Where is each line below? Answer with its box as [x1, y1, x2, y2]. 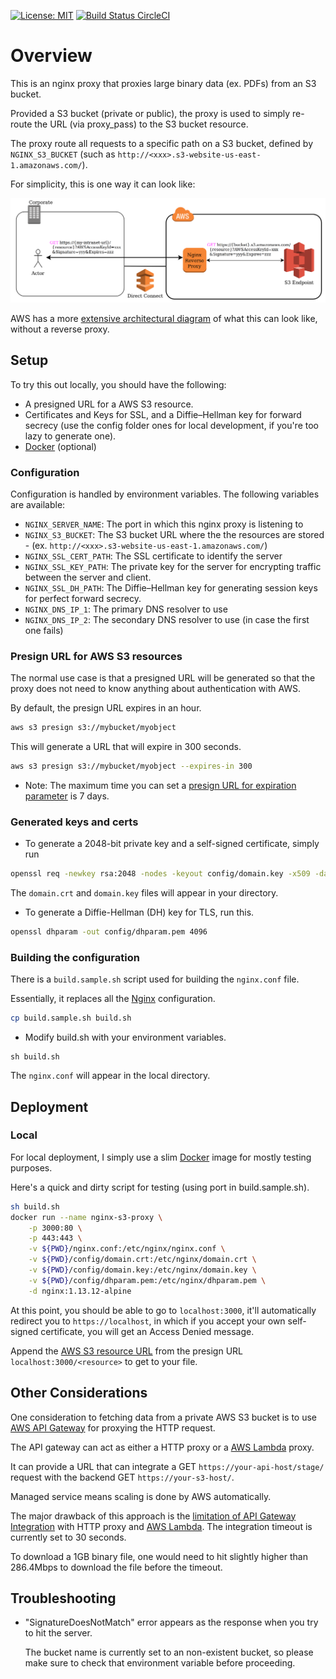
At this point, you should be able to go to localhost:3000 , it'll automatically [10, 1304, 317, 1316]
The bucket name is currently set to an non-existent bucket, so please [24, 1646, 314, 1659]
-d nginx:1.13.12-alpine [28, 1286, 132, 1296]
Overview [10, 45, 93, 67]
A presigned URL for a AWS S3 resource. [24, 398, 194, 410]
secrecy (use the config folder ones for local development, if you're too [24, 419, 319, 431]
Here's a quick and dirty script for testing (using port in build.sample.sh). [10, 1181, 310, 1193]
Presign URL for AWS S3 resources [10, 649, 183, 663]
